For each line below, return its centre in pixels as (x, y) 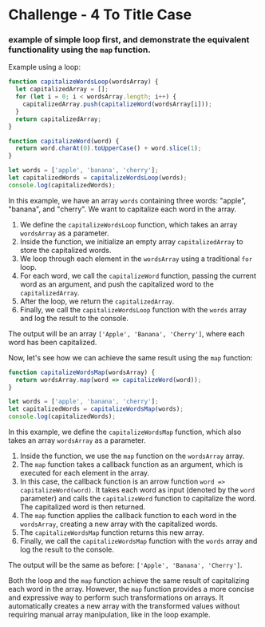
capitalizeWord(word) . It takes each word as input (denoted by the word (137, 490)
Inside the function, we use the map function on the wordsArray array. (132, 456)
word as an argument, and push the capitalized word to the (117, 284)
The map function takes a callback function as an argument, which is (131, 464)
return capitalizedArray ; (59, 119)
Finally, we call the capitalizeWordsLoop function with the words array (133, 309)
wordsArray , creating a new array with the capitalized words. (119, 524)
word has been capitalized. (53, 342)
